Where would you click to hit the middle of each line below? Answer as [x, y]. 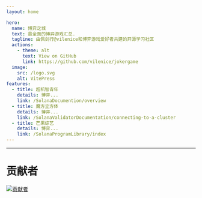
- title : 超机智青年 [35, 90]
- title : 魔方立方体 [35, 106]
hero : [13, 22]
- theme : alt [33, 51]
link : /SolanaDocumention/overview [62, 101]
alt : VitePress [36, 79]
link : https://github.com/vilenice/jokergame [80, 61]
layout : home [23, 12]
